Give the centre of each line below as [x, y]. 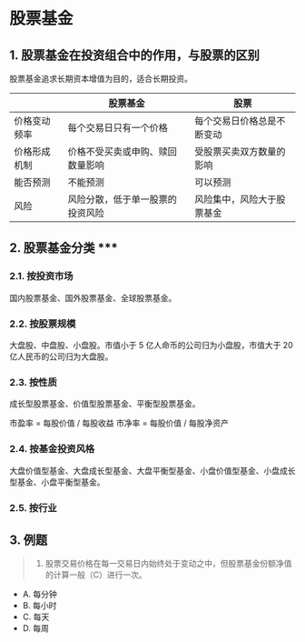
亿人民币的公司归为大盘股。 [61, 356]
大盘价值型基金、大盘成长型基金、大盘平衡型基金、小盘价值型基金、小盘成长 [152, 470]
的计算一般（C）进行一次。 [96, 575]
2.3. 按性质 [33, 382]
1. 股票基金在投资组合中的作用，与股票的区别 [135, 55]
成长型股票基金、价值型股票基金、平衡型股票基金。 [105, 404]
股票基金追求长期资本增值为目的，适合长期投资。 [101, 79]
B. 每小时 [39, 606]
